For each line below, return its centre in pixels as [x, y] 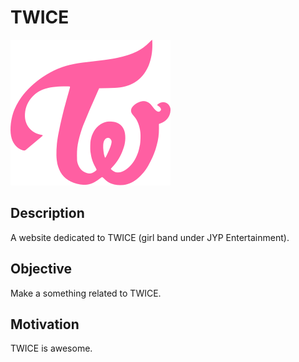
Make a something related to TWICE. [86, 293]
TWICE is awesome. [51, 348]
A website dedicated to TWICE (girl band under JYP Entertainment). [150, 237]
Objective [41, 269]
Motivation [45, 324]
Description [47, 213]
